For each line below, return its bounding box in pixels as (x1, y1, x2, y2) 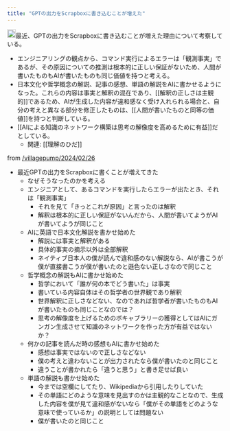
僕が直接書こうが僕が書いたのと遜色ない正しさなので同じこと (37, 262, 213, 271)
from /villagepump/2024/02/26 (7, 154, 95, 162)
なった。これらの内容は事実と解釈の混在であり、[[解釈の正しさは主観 (16, 89, 214, 97)
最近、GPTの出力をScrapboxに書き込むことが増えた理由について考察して (15, 32, 223, 40)
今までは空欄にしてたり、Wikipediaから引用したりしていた (37, 382, 204, 391)
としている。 (16, 132, 54, 140)
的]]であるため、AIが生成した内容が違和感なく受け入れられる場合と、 (16, 97, 214, 106)
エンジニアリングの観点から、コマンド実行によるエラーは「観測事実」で (16, 54, 222, 62)
